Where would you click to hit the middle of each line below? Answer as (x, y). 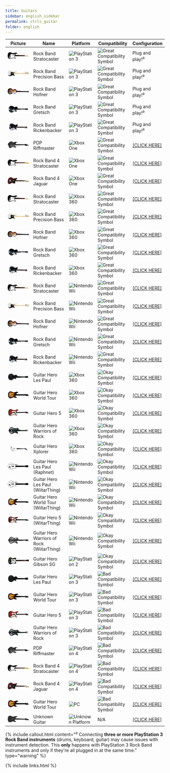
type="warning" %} (26, 756)
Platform (81, 43)
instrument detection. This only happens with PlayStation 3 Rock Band (79, 745)
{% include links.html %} (31, 766)
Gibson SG (44, 564)
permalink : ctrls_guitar (31, 21)
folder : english (22, 27)
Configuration (147, 43)
